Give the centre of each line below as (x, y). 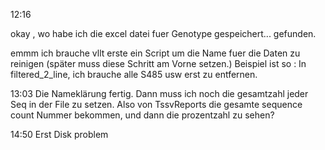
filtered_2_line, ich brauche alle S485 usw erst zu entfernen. (134, 74)
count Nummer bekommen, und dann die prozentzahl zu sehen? (142, 115)
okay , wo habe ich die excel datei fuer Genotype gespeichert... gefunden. (163, 33)
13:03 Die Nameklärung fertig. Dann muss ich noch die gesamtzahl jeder (159, 93)
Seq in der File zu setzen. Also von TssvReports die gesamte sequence (156, 104)
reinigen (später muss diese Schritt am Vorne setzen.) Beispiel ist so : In (158, 63)
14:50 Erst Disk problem (59, 134)
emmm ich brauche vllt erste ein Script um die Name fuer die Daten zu (155, 53)
